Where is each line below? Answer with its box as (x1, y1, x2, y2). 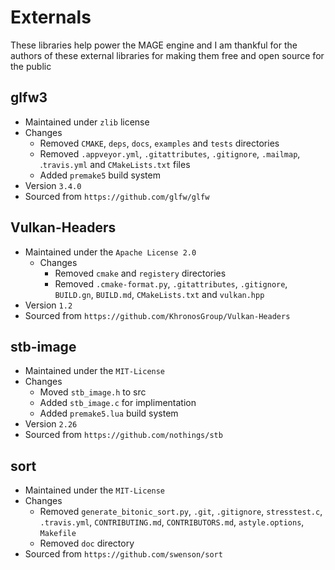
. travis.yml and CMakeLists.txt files (39, 158, 191, 170)
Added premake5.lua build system (39, 407, 179, 420)
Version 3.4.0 (24, 179, 82, 191)
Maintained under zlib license (24, 116, 150, 128)
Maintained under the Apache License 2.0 (24, 246, 197, 258)
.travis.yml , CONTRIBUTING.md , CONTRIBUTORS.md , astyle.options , (39, 516, 305, 528)
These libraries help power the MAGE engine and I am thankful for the (10, 39, 298, 51)
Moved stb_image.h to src (39, 386, 147, 398)
